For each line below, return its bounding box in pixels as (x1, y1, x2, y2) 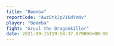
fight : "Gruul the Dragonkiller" (6, 25, 90, 32)
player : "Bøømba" (6, 20, 50, 26)
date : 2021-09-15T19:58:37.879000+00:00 (6, 31, 109, 37)
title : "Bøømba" (6, 8, 47, 15)
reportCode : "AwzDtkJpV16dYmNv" (6, 14, 87, 20)
